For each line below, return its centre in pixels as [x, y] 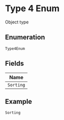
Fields [15, 64]
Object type [17, 22]
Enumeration [25, 37]
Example [19, 101]
